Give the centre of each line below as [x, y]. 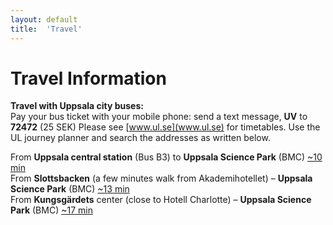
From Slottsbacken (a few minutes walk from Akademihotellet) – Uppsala [161, 178]
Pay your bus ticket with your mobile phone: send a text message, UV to [159, 117]
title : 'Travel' [46, 29]
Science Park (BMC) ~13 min [70, 189]
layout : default [44, 19]
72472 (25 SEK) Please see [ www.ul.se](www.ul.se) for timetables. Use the [165, 127]
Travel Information [88, 78]
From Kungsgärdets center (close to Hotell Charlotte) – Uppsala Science [161, 200]
